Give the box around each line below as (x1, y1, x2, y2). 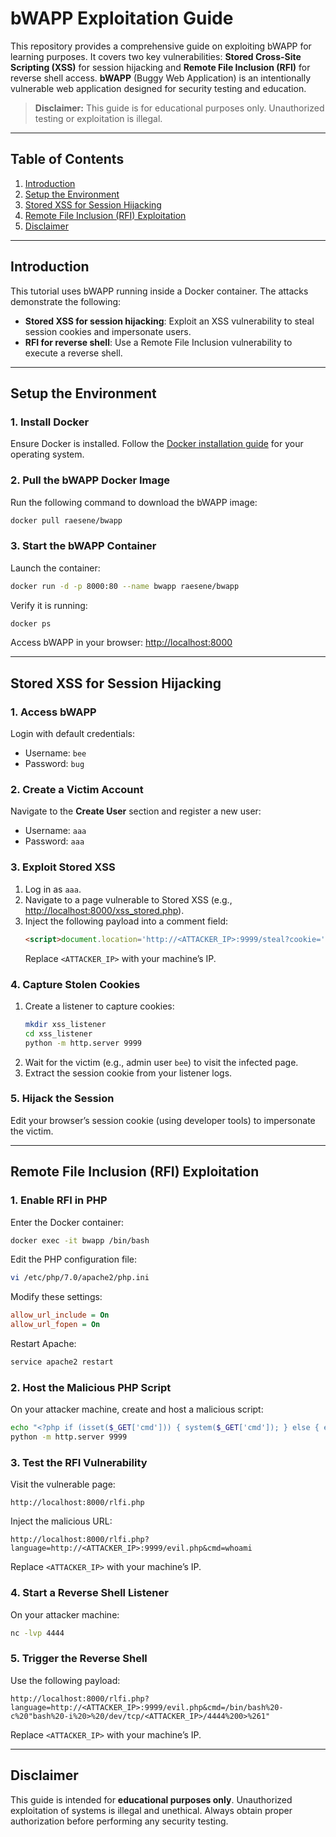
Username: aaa (24, 825, 87, 837)
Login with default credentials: (10, 728, 135, 740)
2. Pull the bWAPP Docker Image (10, 473, 171, 487)
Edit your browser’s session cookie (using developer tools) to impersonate (10, 1114, 316, 1126)
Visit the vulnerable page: (10, 1478, 116, 1491)
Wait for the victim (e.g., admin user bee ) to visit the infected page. (24, 1056, 299, 1068)
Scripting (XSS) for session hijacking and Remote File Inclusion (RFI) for (10, 61, 311, 73)
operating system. (10, 448, 85, 461)
